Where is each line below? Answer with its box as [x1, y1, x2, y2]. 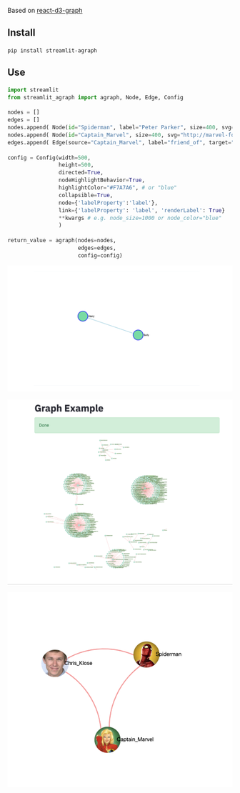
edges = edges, [77, 244, 116, 251]
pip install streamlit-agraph [7, 46, 98, 54]
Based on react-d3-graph [7, 6, 83, 14]
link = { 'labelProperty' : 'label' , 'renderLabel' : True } [58, 206, 225, 214]
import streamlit [7, 86, 59, 94]
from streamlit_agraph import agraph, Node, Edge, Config [7, 94, 184, 101]
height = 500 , [58, 161, 94, 169]
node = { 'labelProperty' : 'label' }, [58, 199, 159, 206]
